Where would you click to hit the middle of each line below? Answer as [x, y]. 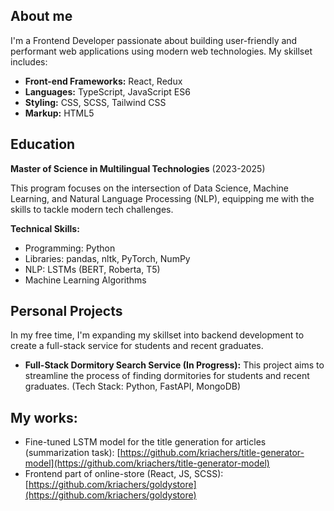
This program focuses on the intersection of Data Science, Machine [149, 188]
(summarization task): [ [72, 453]
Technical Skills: [45, 228]
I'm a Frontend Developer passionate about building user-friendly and [154, 40]
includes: [29, 61]
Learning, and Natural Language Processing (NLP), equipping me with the [162, 198]
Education [43, 144]
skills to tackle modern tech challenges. [92, 209]
